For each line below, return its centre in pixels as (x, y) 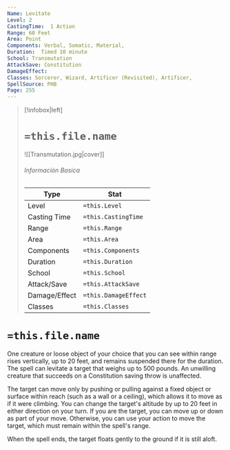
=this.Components (111, 251)
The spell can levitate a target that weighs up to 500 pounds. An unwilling (112, 369)
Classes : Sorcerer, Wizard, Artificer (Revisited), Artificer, (100, 78)
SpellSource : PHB (32, 84)
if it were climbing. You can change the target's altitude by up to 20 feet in (112, 404)
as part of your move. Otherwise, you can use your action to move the (106, 418)
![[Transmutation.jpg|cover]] (64, 154)
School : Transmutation (40, 59)
